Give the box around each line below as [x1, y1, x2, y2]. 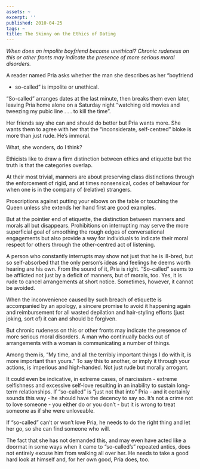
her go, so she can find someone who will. [6, 425, 110, 432]
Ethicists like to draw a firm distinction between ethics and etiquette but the [6, 155, 192, 162]
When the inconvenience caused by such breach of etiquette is [6, 296, 162, 303]
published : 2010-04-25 [6, 20, 63, 26]
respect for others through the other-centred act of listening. [6, 241, 156, 249]
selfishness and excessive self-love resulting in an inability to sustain [6, 382, 176, 389]
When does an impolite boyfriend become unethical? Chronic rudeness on [6, 47, 189, 55]
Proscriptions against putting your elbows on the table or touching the [6, 198, 179, 205]
